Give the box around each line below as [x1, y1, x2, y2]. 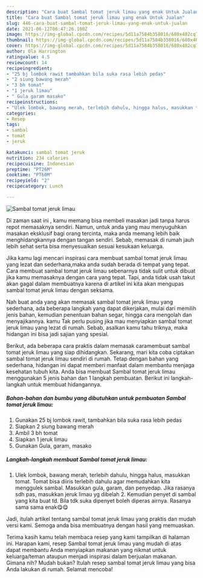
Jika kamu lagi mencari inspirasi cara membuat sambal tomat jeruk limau [6, 254, 187, 261]
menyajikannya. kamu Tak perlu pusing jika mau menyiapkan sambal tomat [6, 317, 192, 325]
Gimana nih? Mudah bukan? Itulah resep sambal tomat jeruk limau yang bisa [6, 559, 196, 566]
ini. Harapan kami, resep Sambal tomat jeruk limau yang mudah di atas [6, 540, 182, 547]
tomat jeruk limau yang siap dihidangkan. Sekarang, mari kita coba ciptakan [6, 348, 195, 356]
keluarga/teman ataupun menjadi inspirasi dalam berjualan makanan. [6, 553, 178, 560]
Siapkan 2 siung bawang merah [14, 422, 94, 430]
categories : [6, 110, 36, 116]
